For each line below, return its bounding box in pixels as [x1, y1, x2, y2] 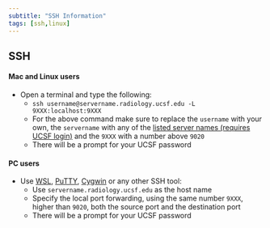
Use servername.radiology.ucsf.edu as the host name [32, 185, 213, 195]
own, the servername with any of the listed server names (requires [32, 123, 251, 133]
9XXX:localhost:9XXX [32, 107, 102, 116]
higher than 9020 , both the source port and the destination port [32, 202, 241, 212]
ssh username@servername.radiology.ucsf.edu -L [32, 100, 196, 108]
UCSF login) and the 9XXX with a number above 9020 [32, 131, 205, 141]
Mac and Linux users [8, 72, 80, 82]
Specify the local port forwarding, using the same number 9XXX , [32, 193, 244, 203]
